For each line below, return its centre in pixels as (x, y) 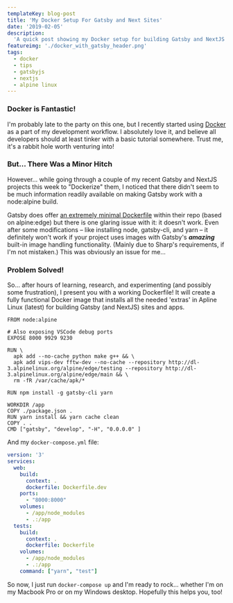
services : (21, 462)
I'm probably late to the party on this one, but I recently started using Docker (117, 124)
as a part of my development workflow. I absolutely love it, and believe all (112, 131)
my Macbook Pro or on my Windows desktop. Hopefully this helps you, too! (115, 592)
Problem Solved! (36, 270)
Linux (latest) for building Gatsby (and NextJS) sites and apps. (96, 307)
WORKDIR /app (26, 405)
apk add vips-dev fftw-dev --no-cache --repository (90, 363)
